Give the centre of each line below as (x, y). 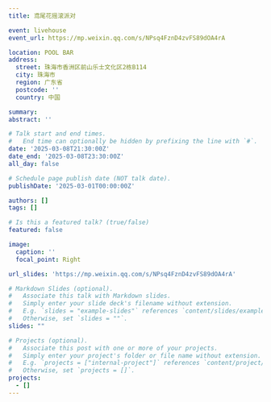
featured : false (35, 230)
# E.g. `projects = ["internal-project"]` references (104, 363)
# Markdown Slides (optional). (61, 288)
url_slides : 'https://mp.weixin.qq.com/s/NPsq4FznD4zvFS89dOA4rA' (122, 274)
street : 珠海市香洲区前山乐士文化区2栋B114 (81, 68)
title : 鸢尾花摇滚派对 (42, 16)
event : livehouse (38, 30)
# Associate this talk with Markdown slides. (90, 296)
